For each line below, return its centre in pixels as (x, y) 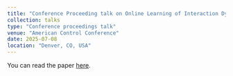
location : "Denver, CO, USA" (49, 46)
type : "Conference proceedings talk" (62, 26)
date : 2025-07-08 (32, 39)
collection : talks (34, 20)
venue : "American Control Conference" (63, 33)
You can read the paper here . (49, 65)
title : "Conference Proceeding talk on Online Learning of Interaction (113, 13)
